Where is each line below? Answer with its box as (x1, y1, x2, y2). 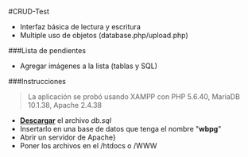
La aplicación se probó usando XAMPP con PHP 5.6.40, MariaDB (27, 92, 241, 101)
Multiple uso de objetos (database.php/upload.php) (19, 31, 188, 40)
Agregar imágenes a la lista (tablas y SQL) (19, 61, 157, 71)
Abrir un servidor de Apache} (19, 132, 117, 142)
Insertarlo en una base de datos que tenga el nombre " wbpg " (19, 124, 222, 133)
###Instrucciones (8, 77, 66, 86)
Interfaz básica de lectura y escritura (19, 22, 141, 31)
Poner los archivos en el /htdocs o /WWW (19, 141, 157, 150)
